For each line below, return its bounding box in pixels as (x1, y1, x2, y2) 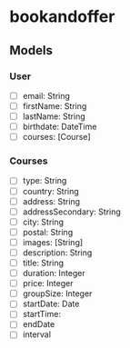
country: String (22, 185, 79, 196)
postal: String (22, 226, 74, 237)
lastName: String (22, 111, 86, 122)
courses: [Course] (22, 132, 91, 143)
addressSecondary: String (22, 206, 121, 217)
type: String (22, 175, 67, 186)
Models (9, 43, 53, 58)
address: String (22, 195, 80, 206)
